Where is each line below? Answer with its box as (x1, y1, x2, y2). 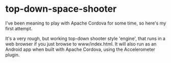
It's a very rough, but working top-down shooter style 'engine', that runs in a (5, 35, 166, 41)
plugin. (5, 52, 20, 58)
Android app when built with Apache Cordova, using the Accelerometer (5, 46, 156, 52)
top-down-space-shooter (5, 3, 117, 15)
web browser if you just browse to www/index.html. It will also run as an (5, 40, 157, 47)
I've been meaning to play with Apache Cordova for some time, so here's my (5, 20, 166, 26)
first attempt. (5, 25, 33, 31)
